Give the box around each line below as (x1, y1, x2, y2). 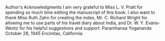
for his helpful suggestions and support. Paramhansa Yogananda (19, 25, 152, 31)
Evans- (145, 20, 160, 26)
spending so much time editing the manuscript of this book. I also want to (5, 9, 155, 15)
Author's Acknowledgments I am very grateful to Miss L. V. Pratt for (5, 4, 143, 10)
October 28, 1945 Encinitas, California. (5, 31, 84, 36)
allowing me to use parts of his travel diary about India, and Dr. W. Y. (5, 20, 145, 26)
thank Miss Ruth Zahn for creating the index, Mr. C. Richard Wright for (5, 15, 148, 20)
